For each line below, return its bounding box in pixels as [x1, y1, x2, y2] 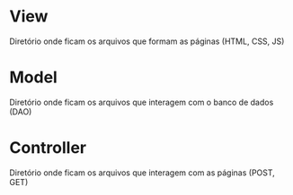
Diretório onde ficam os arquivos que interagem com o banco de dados [9, 97, 274, 107]
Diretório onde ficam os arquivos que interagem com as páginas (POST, [9, 167, 276, 178]
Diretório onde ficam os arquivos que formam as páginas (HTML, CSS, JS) [9, 36, 285, 47]
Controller [9, 138, 87, 158]
